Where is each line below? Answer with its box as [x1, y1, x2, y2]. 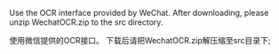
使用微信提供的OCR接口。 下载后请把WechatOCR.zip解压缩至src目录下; [9, 35, 271, 45]
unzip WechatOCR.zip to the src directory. [9, 17, 163, 27]
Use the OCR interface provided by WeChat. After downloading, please [9, 8, 269, 18]
